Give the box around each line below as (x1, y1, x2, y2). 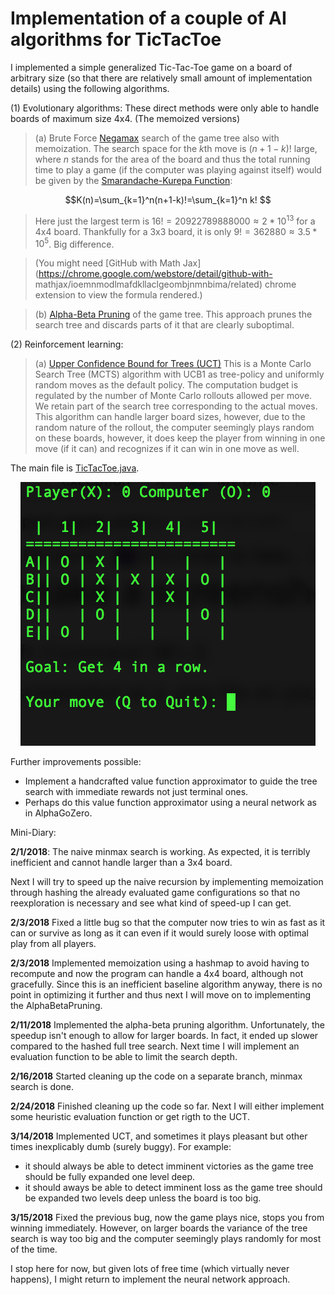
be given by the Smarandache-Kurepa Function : (34, 174, 233, 186)
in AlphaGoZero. (24, 807, 93, 819)
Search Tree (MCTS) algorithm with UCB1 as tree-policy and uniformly (34, 368, 325, 381)
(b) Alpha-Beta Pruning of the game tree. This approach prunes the (34, 308, 313, 321)
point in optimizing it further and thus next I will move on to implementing (10, 989, 312, 1001)
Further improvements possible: (10, 756, 142, 768)
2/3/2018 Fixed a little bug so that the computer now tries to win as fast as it (10, 917, 326, 929)
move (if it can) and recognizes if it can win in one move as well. (34, 443, 300, 455)
